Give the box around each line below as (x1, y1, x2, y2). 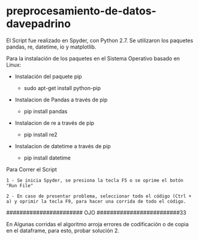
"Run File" (6, 182, 34, 188)
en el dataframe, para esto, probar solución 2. (6, 227, 120, 234)
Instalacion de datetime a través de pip (14, 142, 111, 149)
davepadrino (6, 17, 71, 31)
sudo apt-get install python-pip (23, 84, 101, 91)
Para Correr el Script (6, 166, 57, 173)
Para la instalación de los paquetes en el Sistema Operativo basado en (6, 55, 180, 62)
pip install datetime (23, 154, 71, 161)
